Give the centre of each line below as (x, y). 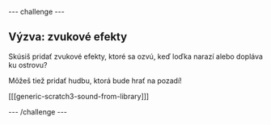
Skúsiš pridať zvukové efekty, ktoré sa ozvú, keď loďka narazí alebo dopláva (135, 56)
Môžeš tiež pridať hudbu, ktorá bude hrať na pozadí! (95, 81)
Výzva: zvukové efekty (68, 37)
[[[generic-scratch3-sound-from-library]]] (79, 96)
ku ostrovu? (28, 65)
